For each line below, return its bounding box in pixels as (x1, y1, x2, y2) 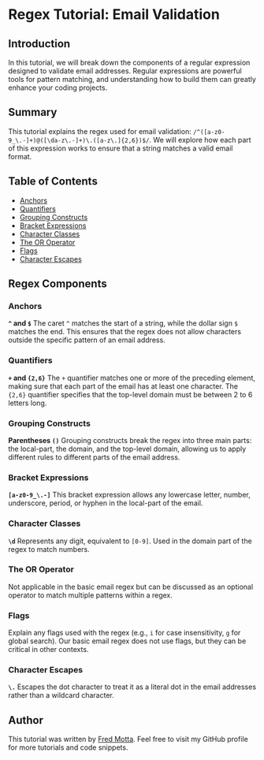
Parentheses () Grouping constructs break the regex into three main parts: (8, 435, 252, 445)
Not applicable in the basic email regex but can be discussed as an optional (8, 582, 254, 591)
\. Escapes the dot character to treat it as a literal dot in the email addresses (8, 682, 257, 691)
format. (8, 151, 32, 161)
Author (8, 713, 43, 727)
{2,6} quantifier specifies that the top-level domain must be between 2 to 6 (8, 389, 253, 399)
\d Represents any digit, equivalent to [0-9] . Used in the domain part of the (8, 536, 252, 546)
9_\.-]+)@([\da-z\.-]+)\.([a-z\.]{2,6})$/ (8, 136, 150, 144)
